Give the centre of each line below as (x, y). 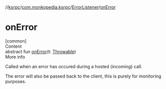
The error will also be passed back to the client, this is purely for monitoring (83, 76)
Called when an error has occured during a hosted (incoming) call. (74, 66)
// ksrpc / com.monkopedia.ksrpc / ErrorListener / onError (61, 7)
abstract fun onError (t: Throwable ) (41, 51)
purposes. (16, 81)
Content (14, 46)
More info (15, 57)
